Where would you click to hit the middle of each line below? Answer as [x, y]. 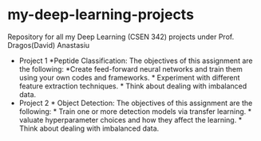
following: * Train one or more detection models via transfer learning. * [135, 111]
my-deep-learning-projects [101, 15]
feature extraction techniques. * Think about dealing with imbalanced [133, 86]
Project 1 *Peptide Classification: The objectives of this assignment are [136, 61]
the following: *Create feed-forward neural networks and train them [130, 69]
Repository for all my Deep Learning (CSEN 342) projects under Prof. [121, 37]
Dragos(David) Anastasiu [49, 45]
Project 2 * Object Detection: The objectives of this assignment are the [136, 103]
